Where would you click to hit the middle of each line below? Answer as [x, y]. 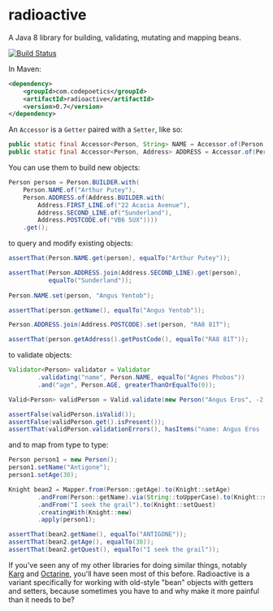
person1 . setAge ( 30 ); [43, 475]
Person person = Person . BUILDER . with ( [74, 183]
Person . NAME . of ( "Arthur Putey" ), [80, 190]
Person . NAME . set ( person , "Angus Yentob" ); [81, 295]
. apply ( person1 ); [67, 520]
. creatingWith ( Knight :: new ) [85, 512]
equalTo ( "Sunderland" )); [90, 280]
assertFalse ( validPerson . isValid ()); [72, 414]
